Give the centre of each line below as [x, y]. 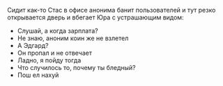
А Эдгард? [33, 45]
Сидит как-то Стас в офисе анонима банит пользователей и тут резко [111, 10]
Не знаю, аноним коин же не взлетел [73, 38]
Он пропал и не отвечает [55, 53]
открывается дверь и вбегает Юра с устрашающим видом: [95, 17]
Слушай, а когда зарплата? [58, 31]
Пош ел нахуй [38, 75]
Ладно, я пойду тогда [49, 60]
